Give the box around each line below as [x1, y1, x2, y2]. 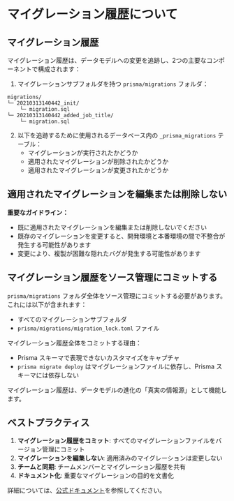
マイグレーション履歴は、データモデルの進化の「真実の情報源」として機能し [7, 385, 228, 394]
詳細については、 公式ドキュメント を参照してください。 [7, 486, 166, 495]
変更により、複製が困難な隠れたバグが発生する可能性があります [17, 249, 201, 257]
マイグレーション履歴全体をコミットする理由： [7, 338, 142, 347]
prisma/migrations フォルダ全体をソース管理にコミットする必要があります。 [7, 291, 227, 300]
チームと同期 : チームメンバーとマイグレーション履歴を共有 [17, 463, 187, 471]
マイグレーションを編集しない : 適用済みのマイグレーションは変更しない [17, 454, 223, 463]
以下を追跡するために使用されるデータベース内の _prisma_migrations [17, 131, 217, 140]
